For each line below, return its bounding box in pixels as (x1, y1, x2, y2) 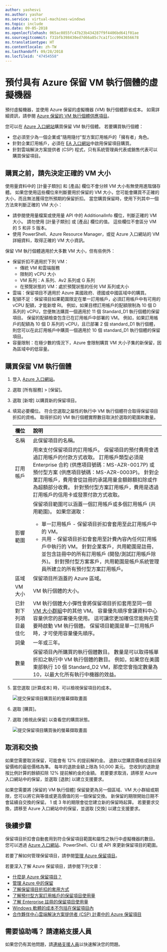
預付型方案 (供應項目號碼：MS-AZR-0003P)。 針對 (33, 469, 154, 476)
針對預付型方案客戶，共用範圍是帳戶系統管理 (54, 558, 160, 565)
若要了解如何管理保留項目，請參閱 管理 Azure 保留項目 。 (5, 852, 120, 859)
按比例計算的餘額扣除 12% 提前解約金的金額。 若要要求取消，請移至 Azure (5, 770, 158, 776)
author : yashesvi (5, 7, 41, 12)
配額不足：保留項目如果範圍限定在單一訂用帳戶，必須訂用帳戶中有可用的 (12, 296, 161, 302)
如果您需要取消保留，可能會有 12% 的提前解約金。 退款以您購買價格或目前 (5, 757, 157, 763)
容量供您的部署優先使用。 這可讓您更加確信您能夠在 (33, 615, 154, 622)
